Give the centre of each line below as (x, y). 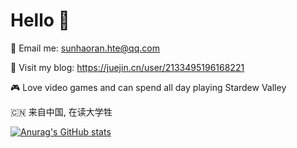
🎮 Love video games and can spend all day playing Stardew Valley (148, 87)
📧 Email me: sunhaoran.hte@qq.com (85, 48)
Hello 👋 (40, 20)
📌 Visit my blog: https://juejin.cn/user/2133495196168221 (127, 67)
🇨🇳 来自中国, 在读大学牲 (61, 111)
